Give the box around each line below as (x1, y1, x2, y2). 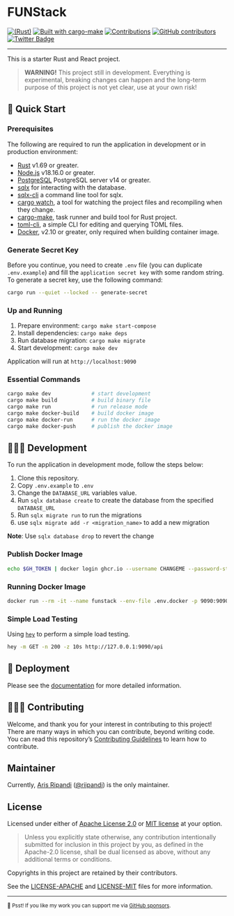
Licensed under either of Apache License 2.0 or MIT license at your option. (7, 820, 223, 828)
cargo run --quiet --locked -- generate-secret (7, 289, 148, 296)
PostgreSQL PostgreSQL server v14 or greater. (17, 176, 151, 184)
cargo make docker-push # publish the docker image (7, 422, 173, 429)
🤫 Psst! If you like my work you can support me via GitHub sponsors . (7, 902, 171, 910)
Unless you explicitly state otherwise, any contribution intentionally (24, 833, 217, 841)
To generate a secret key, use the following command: (7, 275, 163, 284)
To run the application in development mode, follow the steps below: (7, 461, 204, 469)
